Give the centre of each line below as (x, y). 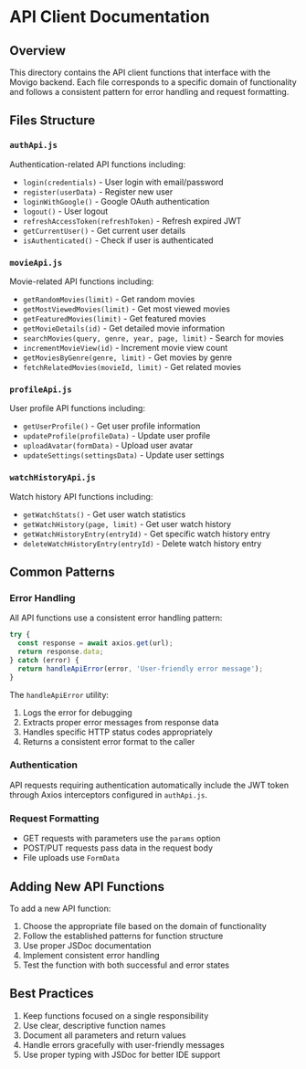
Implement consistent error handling (91, 955)
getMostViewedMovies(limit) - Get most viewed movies (127, 309)
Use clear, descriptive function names (94, 1025)
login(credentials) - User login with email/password (123, 182)
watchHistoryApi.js (53, 478)
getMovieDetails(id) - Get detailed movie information (124, 328)
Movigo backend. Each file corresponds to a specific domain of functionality (153, 82)
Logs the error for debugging (77, 712)
